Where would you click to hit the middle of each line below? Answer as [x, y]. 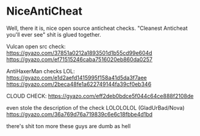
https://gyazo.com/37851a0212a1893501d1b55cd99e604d [79, 52]
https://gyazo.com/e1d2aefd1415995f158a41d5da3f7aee [77, 77]
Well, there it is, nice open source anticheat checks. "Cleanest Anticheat [97, 28]
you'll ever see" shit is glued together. [54, 34]
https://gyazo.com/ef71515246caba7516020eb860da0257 [79, 59]
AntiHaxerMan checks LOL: [41, 71]
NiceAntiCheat [44, 11]
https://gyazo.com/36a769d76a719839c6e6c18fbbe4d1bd [80, 114]
